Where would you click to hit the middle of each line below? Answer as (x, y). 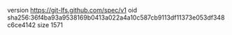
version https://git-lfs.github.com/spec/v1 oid (72, 10)
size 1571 (50, 25)
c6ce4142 (22, 25)
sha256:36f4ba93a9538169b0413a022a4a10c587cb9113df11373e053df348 (116, 17)
